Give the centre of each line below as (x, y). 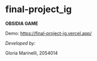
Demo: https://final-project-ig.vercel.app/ (48, 33)
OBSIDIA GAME (22, 23)
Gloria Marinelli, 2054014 (31, 53)
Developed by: (20, 43)
